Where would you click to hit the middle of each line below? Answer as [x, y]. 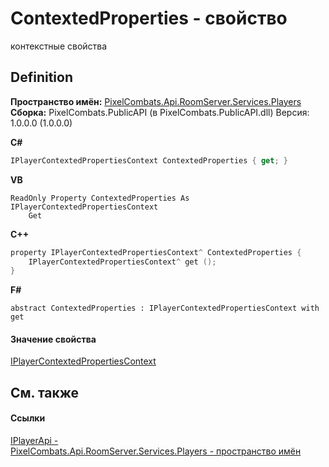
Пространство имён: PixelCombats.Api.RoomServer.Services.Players [156, 101]
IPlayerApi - [34, 441]
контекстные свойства [59, 46]
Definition [41, 77]
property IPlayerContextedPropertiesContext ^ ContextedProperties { [156, 252]
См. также [45, 392]
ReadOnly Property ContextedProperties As [100, 198]
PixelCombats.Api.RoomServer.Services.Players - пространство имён [156, 451]
